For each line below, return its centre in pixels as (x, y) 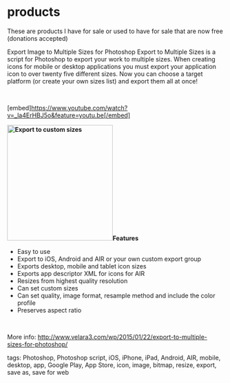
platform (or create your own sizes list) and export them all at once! (103, 81)
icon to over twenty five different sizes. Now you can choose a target (105, 74)
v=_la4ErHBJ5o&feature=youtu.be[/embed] (69, 115)
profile (26, 303)
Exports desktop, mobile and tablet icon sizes (82, 266)
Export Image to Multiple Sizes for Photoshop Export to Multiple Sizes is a (112, 52)
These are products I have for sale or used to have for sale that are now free (115, 31)
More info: (22, 337)
